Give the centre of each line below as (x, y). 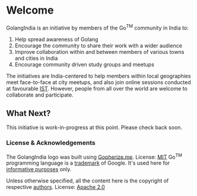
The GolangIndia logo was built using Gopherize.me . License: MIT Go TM (94, 156)
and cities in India (36, 58)
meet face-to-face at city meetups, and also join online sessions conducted (99, 82)
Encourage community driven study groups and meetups (84, 64)
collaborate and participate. (40, 95)
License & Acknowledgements (51, 143)
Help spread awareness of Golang (56, 39)
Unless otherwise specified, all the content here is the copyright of (88, 181)
